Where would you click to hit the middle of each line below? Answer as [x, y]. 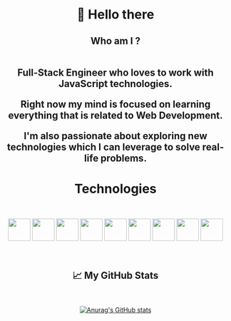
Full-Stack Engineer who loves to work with [115, 72]
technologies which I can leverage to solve [103, 147]
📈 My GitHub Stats [115, 275]
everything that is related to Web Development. [115, 115]
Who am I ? [115, 41]
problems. [124, 158]
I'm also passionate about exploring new [115, 136]
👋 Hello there [115, 15]
